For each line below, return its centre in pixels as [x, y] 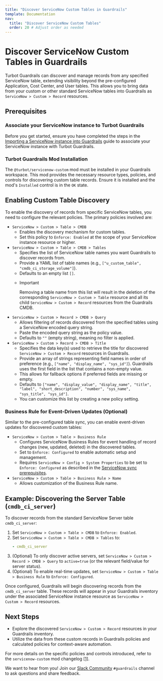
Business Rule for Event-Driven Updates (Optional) [66, 411]
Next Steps [22, 617]
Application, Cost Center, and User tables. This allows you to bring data [77, 86]
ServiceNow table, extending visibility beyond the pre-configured [71, 81]
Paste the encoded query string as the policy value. [71, 332]
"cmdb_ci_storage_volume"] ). [48, 268]
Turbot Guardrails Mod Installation [46, 159]
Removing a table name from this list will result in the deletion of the [87, 292]
